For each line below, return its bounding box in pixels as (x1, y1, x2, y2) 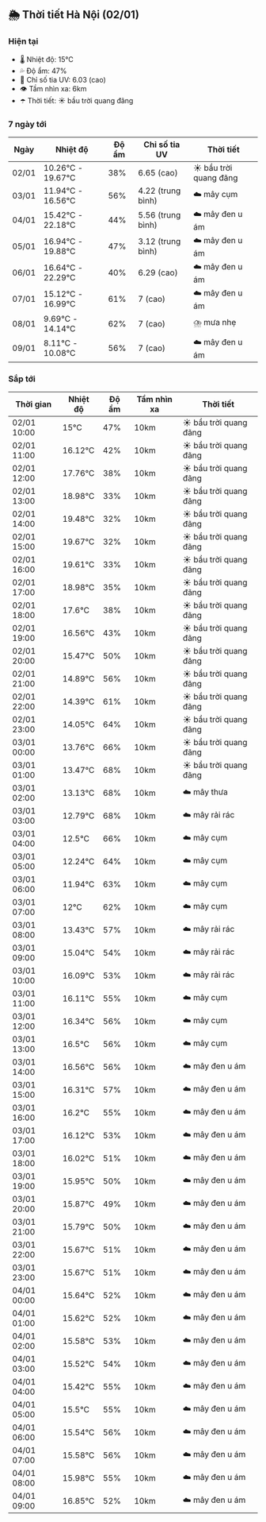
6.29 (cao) (138, 267, 178, 278)
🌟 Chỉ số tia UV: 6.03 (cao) (19, 75, 107, 84)
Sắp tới (8, 373, 36, 384)
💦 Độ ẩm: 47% (19, 66, 67, 75)
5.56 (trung (138, 210, 181, 221)
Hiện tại (8, 36, 39, 47)
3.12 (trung (138, 236, 181, 247)
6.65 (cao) (138, 167, 178, 178)
